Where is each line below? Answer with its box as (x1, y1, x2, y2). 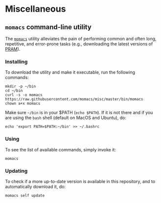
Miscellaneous (5, 3, 66, 15)
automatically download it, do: (5, 183, 66, 189)
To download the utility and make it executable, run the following (5, 69, 136, 75)
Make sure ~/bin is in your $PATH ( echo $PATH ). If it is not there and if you (5, 110, 153, 116)
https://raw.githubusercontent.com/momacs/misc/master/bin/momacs (5, 97, 143, 102)
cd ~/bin (5, 88, 23, 93)
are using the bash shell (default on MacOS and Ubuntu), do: (5, 115, 126, 121)
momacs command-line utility (5, 23, 92, 31)
